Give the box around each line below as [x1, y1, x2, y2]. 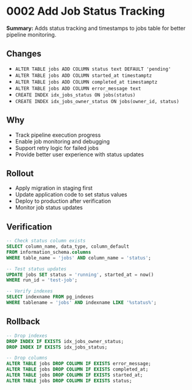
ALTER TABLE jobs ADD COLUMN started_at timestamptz [15, 72, 152, 79]
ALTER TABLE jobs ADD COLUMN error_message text [15, 85, 141, 92]
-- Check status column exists [6, 238, 86, 244]
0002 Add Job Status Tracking [6, 4, 165, 18]
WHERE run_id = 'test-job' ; [6, 277, 78, 283]
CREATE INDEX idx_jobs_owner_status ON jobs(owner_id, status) [15, 98, 180, 104]
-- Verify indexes [6, 288, 53, 294]
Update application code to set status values [15, 191, 127, 198]
